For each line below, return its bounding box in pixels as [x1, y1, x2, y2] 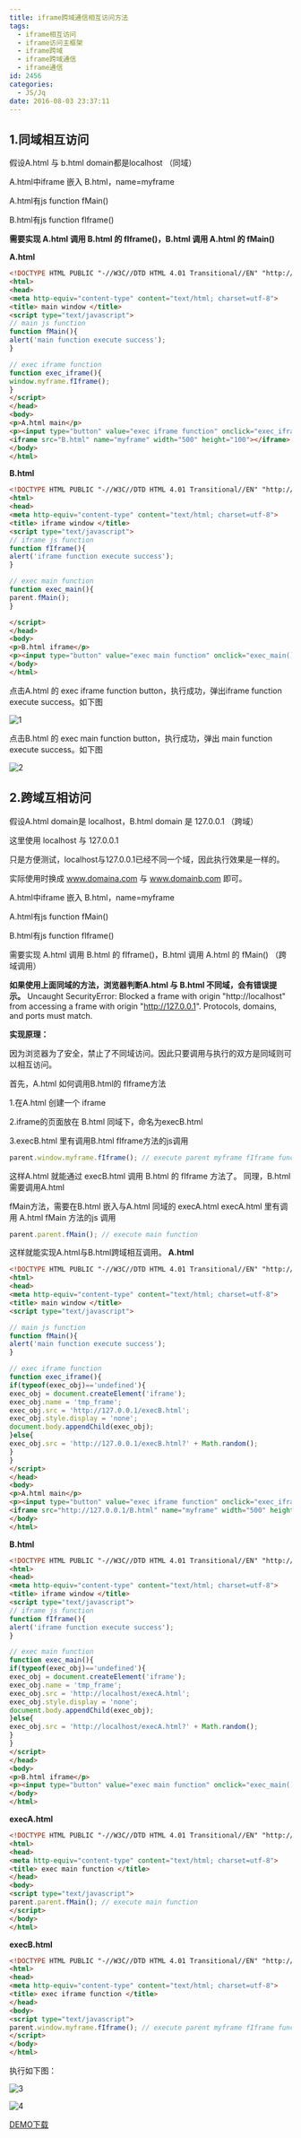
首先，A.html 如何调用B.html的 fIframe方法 [9, 1078, 167, 1089]
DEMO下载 [9, 2119, 49, 2130]
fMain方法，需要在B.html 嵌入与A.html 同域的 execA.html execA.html [9, 1201, 262, 1212]
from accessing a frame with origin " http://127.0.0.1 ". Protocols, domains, [9, 1001, 278, 1012]
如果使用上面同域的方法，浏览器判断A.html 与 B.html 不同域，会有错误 [9, 979, 270, 990]
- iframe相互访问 [17, 30, 77, 39]
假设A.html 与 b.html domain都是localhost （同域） [9, 158, 197, 169]
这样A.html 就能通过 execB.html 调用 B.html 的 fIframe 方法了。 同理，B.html [9, 1170, 291, 1181]
